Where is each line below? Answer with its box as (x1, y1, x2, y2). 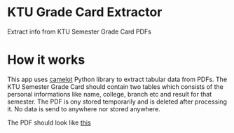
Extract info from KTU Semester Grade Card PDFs (7, 27, 152, 36)
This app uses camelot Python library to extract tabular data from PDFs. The (7, 75, 228, 83)
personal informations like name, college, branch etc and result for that (7, 90, 212, 98)
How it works (7, 52, 85, 68)
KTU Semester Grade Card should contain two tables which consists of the (7, 82, 224, 91)
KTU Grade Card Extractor (7, 4, 163, 20)
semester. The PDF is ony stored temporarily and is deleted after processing (7, 97, 228, 106)
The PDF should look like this (7, 118, 91, 127)
